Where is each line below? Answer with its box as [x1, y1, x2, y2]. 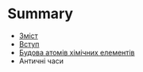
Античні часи [18, 56, 64, 66]
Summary [7, 5, 73, 23]
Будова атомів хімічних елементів [18, 47, 136, 57]
